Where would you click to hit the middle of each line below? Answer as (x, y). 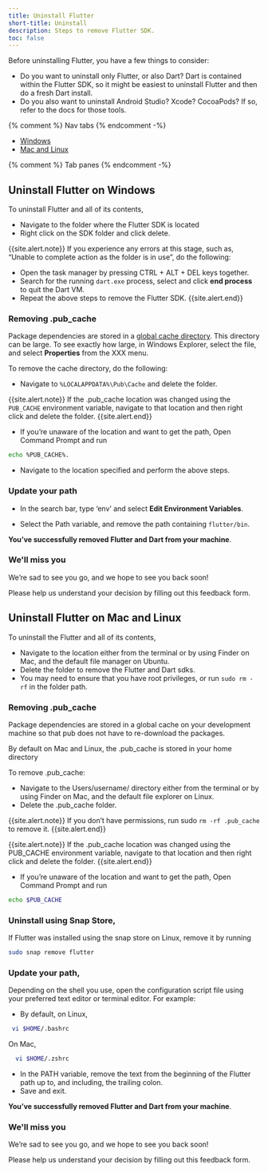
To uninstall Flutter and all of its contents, (76, 209)
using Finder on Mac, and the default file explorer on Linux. (117, 796)
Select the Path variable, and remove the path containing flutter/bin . (135, 524)
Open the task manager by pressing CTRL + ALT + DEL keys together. (134, 273)
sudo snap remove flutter (51, 952)
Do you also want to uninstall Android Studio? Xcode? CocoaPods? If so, (138, 101)
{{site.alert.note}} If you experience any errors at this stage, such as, (121, 249)
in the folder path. (58, 687)
